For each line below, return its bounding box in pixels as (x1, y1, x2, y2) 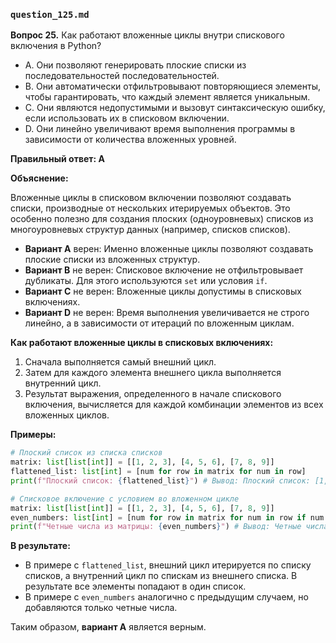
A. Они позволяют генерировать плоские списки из (24, 59, 247, 71)
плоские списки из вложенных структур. (24, 254, 201, 266)
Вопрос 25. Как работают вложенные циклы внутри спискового (10, 29, 285, 41)
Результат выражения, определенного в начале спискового (24, 388, 282, 400)
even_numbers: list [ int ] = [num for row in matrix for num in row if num (10, 512, 325, 523)
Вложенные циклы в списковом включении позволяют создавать (10, 192, 292, 204)
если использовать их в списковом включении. (24, 112, 230, 124)
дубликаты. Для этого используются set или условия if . (24, 275, 268, 287)
